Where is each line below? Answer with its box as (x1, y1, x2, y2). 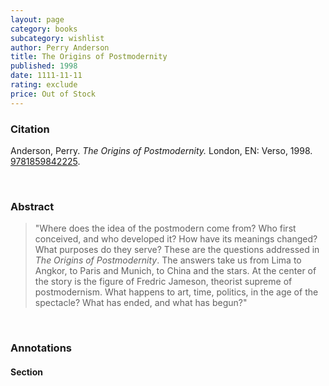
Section (10, 366, 43, 378)
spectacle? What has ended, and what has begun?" (34, 297, 248, 309)
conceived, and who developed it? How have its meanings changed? (34, 233, 318, 245)
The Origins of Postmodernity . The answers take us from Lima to (34, 254, 302, 266)
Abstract (10, 199, 55, 213)
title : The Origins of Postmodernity (10, 52, 168, 62)
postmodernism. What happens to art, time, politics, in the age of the (34, 286, 319, 298)
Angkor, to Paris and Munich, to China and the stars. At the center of (34, 265, 317, 277)
